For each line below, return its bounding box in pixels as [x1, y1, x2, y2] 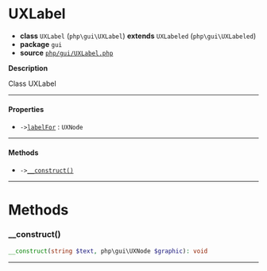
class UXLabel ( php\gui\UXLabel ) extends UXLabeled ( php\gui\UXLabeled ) [19, 31, 257, 41]
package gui [19, 39, 62, 48]
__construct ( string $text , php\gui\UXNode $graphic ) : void [8, 247, 208, 255]
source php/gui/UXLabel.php [19, 48, 114, 57]
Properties [8, 104, 44, 114]
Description [8, 63, 48, 72]
